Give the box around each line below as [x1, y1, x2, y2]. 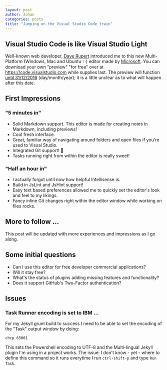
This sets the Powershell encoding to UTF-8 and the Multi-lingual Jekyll [5, 344, 153, 350]
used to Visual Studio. [12, 142, 58, 148]
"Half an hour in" [5, 165, 47, 172]
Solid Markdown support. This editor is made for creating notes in [12, 120, 148, 126]
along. [5, 236, 18, 242]
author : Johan [5, 12, 35, 17]
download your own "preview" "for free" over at [5, 64, 104, 70]
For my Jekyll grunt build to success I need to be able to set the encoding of [5, 320, 162, 326]
